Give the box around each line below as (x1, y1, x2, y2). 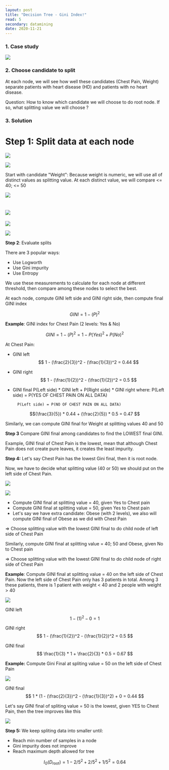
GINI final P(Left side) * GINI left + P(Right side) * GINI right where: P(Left (12, 386, 164, 393)
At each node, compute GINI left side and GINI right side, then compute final (5, 295, 163, 301)
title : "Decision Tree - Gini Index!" (5, 12, 87, 17)
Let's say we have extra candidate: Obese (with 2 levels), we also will (12, 510, 157, 516)
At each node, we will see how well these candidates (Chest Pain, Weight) (5, 78, 159, 84)
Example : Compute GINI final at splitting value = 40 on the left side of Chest (5, 571, 163, 577)
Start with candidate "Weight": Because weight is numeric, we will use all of (5, 171, 162, 177)
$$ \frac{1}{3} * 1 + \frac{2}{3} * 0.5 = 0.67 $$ (36, 651, 133, 657)
